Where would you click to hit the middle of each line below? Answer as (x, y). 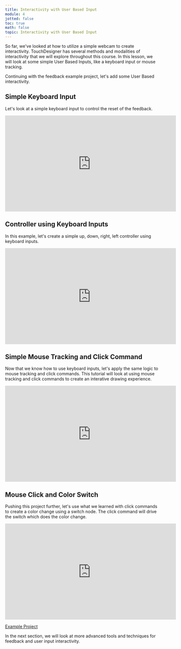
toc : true (15, 23)
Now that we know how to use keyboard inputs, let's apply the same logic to (82, 368)
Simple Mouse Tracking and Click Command (74, 357)
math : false (17, 28)
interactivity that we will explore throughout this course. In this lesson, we (79, 56)
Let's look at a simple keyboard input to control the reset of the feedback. (79, 108)
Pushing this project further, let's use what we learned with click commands (81, 507)
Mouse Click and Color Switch (52, 495)
